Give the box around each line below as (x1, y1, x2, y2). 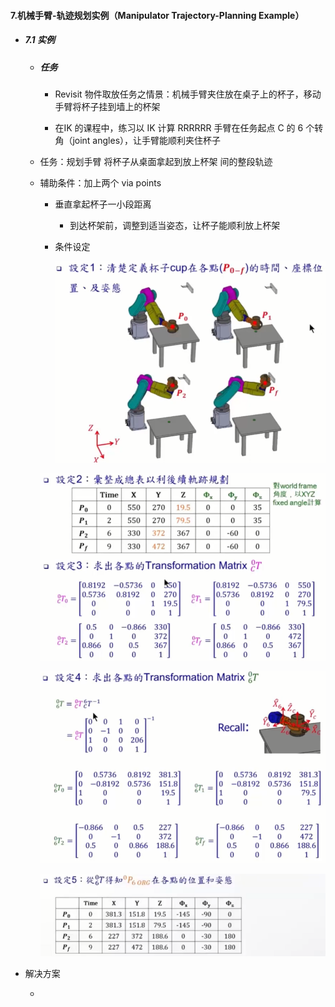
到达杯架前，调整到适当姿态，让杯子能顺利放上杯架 (69, 219, 281, 231)
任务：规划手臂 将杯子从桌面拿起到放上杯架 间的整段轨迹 (39, 155, 273, 167)
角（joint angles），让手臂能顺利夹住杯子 (54, 134, 222, 146)
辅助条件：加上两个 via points (39, 176, 162, 189)
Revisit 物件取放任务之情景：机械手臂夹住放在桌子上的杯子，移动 (54, 88, 322, 100)
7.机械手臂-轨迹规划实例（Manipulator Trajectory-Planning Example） (10, 9, 305, 21)
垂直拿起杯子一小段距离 (54, 198, 152, 210)
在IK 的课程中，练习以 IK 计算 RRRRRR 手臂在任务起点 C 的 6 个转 (54, 121, 324, 134)
